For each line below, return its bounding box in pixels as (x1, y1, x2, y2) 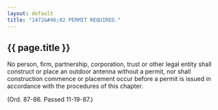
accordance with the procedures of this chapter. (7, 82, 144, 90)
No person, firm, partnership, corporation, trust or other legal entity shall (7, 60, 212, 69)
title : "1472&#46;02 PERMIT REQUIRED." (7, 16, 121, 23)
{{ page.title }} (7, 42, 71, 54)
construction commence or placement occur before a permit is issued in (7, 75, 211, 83)
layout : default (7, 10, 53, 17)
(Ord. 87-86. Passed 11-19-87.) (7, 96, 94, 104)
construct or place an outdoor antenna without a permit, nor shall (7, 67, 191, 76)
